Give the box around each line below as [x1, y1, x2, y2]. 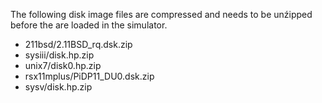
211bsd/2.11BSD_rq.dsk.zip [24, 39, 133, 50]
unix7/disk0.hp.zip [24, 60, 102, 71]
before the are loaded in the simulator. [10, 19, 168, 31]
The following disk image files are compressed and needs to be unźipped [10, 9, 313, 20]
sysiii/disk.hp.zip [24, 49, 95, 61]
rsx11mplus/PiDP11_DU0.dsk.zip [24, 70, 155, 82]
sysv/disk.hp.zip [24, 81, 93, 93]
